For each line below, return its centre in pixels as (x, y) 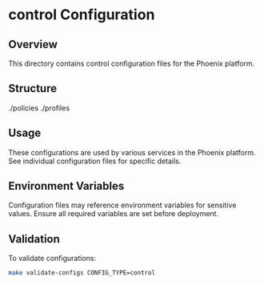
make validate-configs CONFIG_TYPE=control (82, 273)
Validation (34, 239)
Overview (33, 44)
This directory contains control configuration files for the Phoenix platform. (132, 63)
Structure (33, 88)
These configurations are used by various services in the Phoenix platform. (132, 152)
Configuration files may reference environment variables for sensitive (122, 205)
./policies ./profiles (39, 108)
